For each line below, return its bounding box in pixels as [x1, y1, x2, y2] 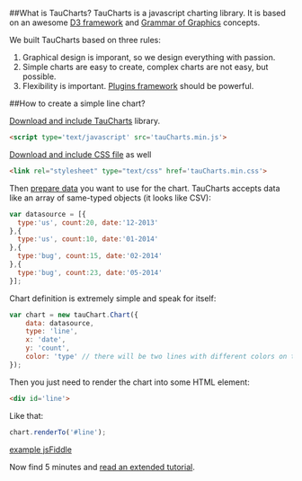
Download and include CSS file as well [9, 148, 152, 160]
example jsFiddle [9, 444, 72, 455]
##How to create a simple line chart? [9, 98, 146, 109]
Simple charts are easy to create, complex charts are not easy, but [22, 62, 269, 72]
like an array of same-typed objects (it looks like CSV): [9, 192, 211, 203]
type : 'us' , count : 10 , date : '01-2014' [17, 235, 159, 244]
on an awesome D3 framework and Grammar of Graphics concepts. [9, 17, 261, 28]
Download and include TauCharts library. [9, 116, 160, 126]
